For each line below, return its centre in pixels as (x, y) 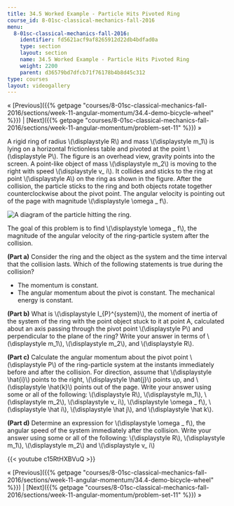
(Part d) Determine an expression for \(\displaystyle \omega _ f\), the (106, 423)
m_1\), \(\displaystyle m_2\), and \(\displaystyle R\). (121, 344)
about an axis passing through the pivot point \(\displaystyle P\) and (105, 329)
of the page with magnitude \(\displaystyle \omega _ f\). (88, 201)
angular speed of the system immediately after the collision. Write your (109, 431)
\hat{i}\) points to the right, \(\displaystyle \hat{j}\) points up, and (101, 380)
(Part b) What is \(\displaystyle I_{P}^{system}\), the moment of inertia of (112, 314)
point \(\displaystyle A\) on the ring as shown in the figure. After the (104, 179)
